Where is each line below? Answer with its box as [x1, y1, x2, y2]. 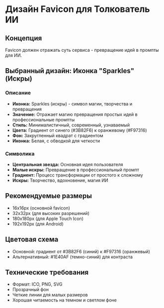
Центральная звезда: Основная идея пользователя [12, 161, 123, 167]
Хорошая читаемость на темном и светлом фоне [12, 297, 117, 303]
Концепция [5, 34, 42, 42]
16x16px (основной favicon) [12, 205, 71, 211]
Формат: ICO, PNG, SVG [12, 281, 63, 287]
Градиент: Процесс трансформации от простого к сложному [12, 172, 143, 178]
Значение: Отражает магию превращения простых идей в [12, 111, 138, 117]
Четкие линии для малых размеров [12, 292, 88, 298]
